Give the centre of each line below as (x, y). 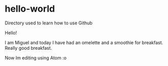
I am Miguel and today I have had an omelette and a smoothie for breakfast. (84, 42)
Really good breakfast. (28, 48)
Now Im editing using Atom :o (36, 58)
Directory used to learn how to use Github (49, 23)
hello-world (30, 9)
